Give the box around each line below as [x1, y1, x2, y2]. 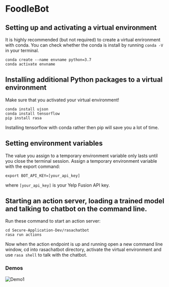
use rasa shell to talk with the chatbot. [5, 252, 88, 258]
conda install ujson [5, 106, 49, 112]
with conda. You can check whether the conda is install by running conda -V [5, 42, 163, 48]
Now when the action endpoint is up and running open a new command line [5, 241, 163, 247]
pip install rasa [5, 115, 42, 121]
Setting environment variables [5, 139, 103, 148]
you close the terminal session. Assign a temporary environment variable [5, 158, 157, 164]
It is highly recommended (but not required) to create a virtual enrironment [5, 37, 161, 43]
